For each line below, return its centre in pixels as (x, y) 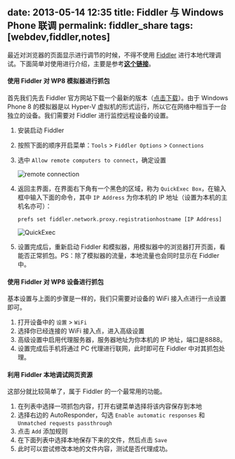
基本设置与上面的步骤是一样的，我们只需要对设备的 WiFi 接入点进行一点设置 (117, 299)
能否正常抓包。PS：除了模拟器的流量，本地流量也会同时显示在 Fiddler (118, 256)
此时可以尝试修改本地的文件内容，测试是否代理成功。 (94, 449)
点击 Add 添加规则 (42, 431)
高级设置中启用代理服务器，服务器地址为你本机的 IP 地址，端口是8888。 (122, 340)
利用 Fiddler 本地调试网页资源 (50, 374)
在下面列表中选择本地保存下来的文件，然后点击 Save (92, 440)
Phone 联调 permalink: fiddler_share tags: (100, 26)
